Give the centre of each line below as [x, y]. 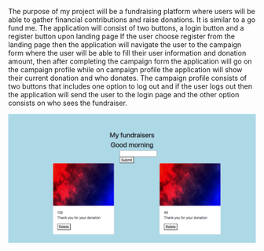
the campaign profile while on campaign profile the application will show [125, 69]
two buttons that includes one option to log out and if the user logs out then [130, 86]
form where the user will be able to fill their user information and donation [127, 53]
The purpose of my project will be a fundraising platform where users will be [132, 11]
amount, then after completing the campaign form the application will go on [130, 61]
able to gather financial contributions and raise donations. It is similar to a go [132, 20]
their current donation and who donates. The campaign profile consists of [128, 78]
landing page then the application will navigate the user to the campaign [125, 45]
